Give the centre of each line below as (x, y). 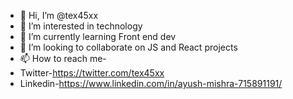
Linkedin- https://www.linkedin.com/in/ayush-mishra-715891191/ (151, 83)
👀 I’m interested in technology (81, 26)
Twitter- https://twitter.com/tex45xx (92, 73)
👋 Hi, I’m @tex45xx (59, 15)
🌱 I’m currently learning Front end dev (98, 36)
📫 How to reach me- (63, 58)
